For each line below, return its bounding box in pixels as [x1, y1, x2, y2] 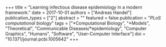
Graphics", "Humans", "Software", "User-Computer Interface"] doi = [5, 31, 146, 36]
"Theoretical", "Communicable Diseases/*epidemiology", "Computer [5, 25, 147, 31]
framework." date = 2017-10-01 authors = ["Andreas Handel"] [5, 9, 132, 15]
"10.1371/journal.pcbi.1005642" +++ [5, 36, 79, 42]
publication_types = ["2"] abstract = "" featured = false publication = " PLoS [5, 15, 161, 20]
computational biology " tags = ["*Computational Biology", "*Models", [5, 20, 150, 26]
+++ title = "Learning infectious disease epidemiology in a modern [5, 4, 142, 10]
